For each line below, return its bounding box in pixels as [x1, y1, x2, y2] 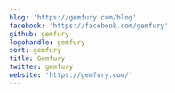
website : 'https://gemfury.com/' [9, 71, 133, 80]
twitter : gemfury [9, 63, 74, 72]
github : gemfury [9, 29, 69, 38]
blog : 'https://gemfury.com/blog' [9, 12, 138, 22]
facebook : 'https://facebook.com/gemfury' [9, 21, 169, 30]
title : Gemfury [9, 54, 66, 63]
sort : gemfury [9, 46, 62, 55]
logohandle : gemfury [9, 37, 86, 47]
